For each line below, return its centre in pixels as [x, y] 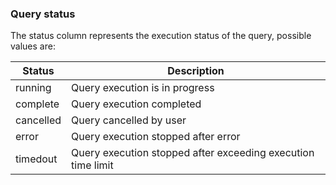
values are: [33, 46]
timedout [36, 159]
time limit [92, 165]
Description [196, 71]
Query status [43, 14]
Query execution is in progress [143, 88]
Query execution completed [136, 104]
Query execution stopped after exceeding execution [193, 153]
